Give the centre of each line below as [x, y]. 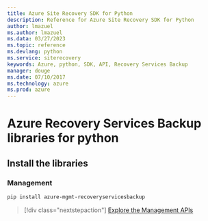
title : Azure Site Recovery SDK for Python [70, 13]
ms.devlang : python [35, 52]
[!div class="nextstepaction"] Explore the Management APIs [108, 210]
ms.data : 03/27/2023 [37, 39]
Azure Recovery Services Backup [104, 123]
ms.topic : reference [37, 45]
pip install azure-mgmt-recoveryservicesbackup [76, 197]
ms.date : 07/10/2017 [37, 77]
